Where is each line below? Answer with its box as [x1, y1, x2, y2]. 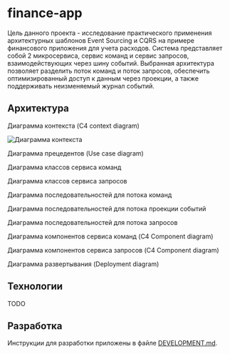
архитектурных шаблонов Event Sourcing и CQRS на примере [7, 36, 194, 44]
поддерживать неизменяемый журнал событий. [7, 81, 155, 90]
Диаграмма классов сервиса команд [7, 163, 122, 171]
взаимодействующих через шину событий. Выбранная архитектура [7, 59, 215, 67]
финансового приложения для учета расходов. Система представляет [7, 44, 223, 52]
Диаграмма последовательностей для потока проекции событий [7, 204, 207, 213]
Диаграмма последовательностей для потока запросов [7, 218, 178, 226]
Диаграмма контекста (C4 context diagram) [7, 121, 140, 130]
